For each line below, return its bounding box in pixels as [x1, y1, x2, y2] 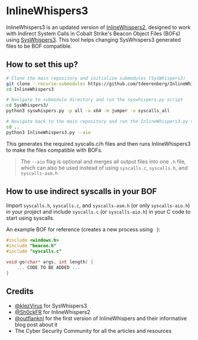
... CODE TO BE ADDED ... [16, 264, 81, 270]
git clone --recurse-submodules [6, 81, 85, 87]
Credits [6, 286, 34, 296]
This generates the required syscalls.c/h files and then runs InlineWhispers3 [6, 140, 191, 147]
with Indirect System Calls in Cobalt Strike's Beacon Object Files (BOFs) [6, 30, 181, 37]
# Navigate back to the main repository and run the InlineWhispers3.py [6, 119, 189, 125]
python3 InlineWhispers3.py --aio [6, 129, 91, 135]
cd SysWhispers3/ [6, 102, 49, 109]
